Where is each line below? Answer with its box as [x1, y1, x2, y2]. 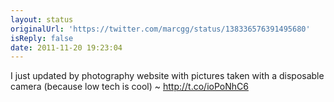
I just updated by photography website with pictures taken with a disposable [10, 70, 325, 82]
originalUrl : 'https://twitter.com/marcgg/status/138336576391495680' [10, 24, 311, 34]
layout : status [10, 14, 74, 25]
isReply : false [10, 33, 74, 43]
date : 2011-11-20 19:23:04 [10, 42, 123, 53]
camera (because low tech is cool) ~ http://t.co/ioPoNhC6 [10, 81, 249, 93]
